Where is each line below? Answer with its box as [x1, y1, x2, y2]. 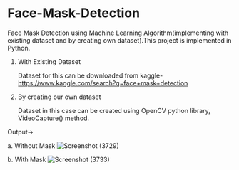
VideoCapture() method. [17, 114, 90, 122]
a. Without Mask [7, 141, 56, 150]
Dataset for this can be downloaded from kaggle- [17, 71, 163, 80]
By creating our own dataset [17, 92, 101, 101]
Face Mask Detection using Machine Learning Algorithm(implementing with [7, 28, 229, 37]
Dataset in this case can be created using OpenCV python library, [17, 106, 210, 115]
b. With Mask [7, 155, 46, 164]
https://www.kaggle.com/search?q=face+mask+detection [17, 78, 188, 87]
